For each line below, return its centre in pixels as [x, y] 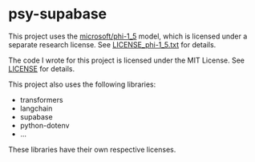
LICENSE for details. [42, 68]
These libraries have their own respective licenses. [92, 149]
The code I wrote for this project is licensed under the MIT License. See [127, 60]
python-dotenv [45, 125]
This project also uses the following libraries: [82, 84]
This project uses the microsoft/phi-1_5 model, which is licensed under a [128, 36]
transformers [41, 99]
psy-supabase [58, 14]
